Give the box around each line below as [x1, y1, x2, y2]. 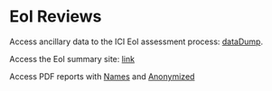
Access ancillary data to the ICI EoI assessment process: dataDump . [9, 36, 264, 47]
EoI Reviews [9, 6, 102, 27]
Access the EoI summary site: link [9, 53, 136, 64]
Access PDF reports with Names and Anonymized [9, 70, 195, 82]
